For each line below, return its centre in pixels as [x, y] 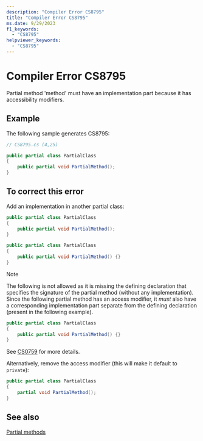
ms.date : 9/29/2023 [31, 23]
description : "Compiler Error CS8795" [55, 12]
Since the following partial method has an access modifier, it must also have [101, 299]
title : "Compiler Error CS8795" [47, 18]
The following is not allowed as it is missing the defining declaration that [96, 286]
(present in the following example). [50, 312]
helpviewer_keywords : [34, 40]
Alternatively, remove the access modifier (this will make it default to [92, 364]
